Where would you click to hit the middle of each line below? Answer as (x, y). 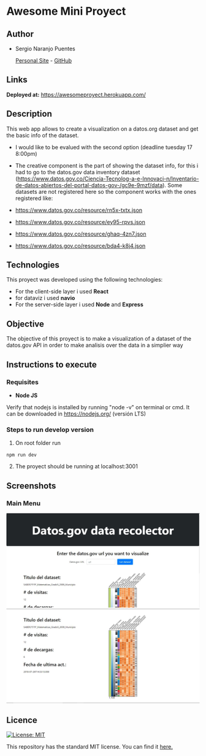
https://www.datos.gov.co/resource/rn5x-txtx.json (79, 210)
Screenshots (31, 486)
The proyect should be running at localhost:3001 (76, 466)
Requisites (22, 382)
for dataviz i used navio (45, 298)
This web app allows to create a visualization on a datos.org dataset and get (102, 129)
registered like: (34, 198)
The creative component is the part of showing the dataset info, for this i (107, 165)
